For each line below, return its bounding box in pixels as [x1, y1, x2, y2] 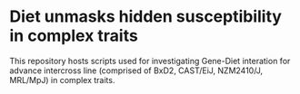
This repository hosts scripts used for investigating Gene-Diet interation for [9, 55, 291, 66]
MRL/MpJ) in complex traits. [9, 74, 115, 85]
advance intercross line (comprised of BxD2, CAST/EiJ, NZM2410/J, [9, 65, 264, 76]
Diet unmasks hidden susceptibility [9, 6, 282, 27]
